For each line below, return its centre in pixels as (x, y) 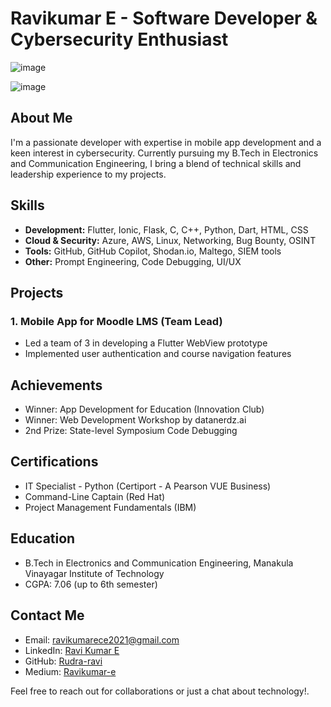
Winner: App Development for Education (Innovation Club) (144, 409)
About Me (41, 118)
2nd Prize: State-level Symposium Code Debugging (131, 431)
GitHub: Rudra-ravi (63, 661)
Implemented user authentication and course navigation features (158, 354)
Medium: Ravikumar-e (70, 671)
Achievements (56, 385)
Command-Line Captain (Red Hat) (95, 496)
